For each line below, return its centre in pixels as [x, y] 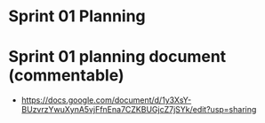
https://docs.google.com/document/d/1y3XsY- [106, 100]
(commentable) [67, 76]
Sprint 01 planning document [117, 57]
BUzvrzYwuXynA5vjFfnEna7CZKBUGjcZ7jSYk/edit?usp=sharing [139, 110]
